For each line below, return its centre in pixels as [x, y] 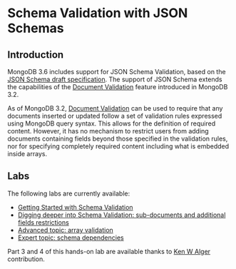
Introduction [36, 55]
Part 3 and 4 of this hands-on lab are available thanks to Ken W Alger [109, 251]
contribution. [26, 259]
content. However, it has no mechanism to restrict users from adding [108, 131]
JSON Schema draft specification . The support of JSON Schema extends [115, 79]
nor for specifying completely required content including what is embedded [118, 146]
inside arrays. [27, 154]
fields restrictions [43, 222]
